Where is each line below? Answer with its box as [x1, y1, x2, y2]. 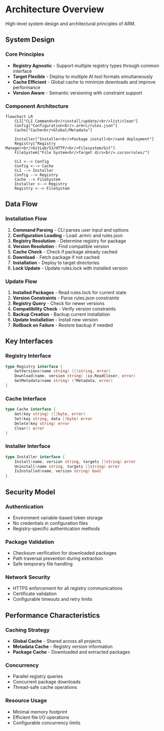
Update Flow [5, 278, 37, 285]
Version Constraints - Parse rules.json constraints [12, 295, 120, 301]
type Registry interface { [5, 364, 63, 369]
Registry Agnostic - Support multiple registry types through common [12, 63, 159, 69]
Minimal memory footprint [12, 708, 67, 715]
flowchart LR [5, 114, 33, 119]
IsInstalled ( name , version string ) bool [14, 469, 102, 474]
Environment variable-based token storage [12, 514, 103, 521]
